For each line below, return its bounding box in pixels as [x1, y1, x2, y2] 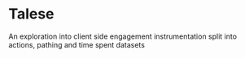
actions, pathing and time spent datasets [8, 39, 145, 49]
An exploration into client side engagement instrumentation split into [8, 31, 238, 41]
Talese [8, 5, 55, 23]
